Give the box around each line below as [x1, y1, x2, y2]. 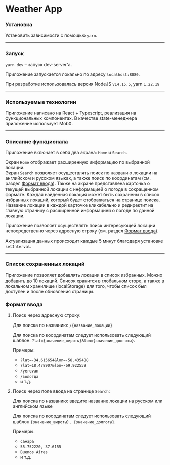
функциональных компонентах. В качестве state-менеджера [5, 115, 138, 121]
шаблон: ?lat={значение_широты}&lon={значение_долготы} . [12, 337, 136, 343]
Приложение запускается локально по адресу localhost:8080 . [5, 71, 140, 77]
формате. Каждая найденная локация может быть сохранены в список [5, 192, 159, 198]
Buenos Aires [20, 449, 48, 455]
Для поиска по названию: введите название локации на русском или [12, 398, 163, 404]
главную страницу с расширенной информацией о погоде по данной [5, 208, 155, 214]
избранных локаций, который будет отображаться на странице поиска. [5, 197, 160, 203]
